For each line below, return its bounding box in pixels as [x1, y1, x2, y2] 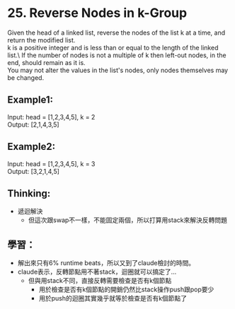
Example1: [7, 94, 54, 106]
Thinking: [7, 187, 51, 199]
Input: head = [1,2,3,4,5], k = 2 [7, 112, 96, 121]
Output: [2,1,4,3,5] [7, 120, 59, 129]
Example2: [7, 141, 55, 153]
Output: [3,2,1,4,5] [7, 167, 60, 175]
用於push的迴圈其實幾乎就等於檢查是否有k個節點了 [38, 294, 188, 303]
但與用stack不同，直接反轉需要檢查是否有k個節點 [28, 276, 172, 285]
